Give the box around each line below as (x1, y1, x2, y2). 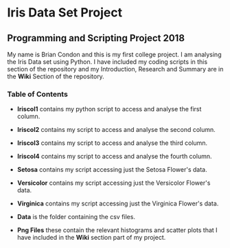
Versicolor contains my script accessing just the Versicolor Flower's (16, 179, 211, 187)
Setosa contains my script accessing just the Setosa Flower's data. (16, 166, 207, 174)
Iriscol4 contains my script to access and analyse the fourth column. (16, 153, 212, 161)
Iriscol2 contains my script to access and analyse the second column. (16, 126, 216, 134)
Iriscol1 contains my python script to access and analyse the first (16, 105, 202, 113)
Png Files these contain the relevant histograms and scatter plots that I (16, 226, 218, 234)
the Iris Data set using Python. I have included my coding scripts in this (7, 58, 208, 66)
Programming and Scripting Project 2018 (7, 32, 185, 44)
